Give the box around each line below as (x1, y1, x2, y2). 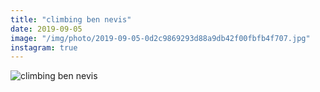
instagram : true (10, 42, 78, 53)
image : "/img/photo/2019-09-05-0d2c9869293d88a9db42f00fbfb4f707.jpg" (10, 33, 311, 43)
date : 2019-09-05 (10, 24, 83, 34)
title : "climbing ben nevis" (10, 14, 132, 25)
